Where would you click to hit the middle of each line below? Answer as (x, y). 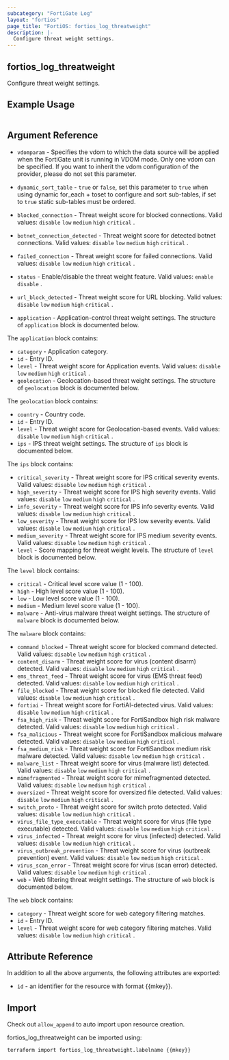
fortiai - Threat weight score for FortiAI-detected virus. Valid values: (115, 705)
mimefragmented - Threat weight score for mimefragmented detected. (114, 777)
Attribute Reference (50, 956)
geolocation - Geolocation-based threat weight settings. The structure (116, 380)
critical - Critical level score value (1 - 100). (80, 583)
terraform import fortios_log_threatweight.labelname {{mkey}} (99, 1050)
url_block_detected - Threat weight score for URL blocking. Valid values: (120, 297)
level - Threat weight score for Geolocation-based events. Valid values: (118, 429)
